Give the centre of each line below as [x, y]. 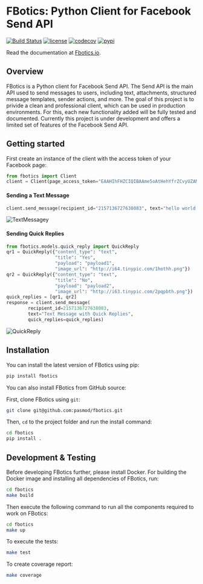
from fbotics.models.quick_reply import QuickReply [72, 247]
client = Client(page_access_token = [52, 182]
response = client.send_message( [48, 303]
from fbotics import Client [42, 176]
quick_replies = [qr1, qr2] [42, 297]
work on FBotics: [27, 513]
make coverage [24, 576]
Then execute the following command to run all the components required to [100, 506]
